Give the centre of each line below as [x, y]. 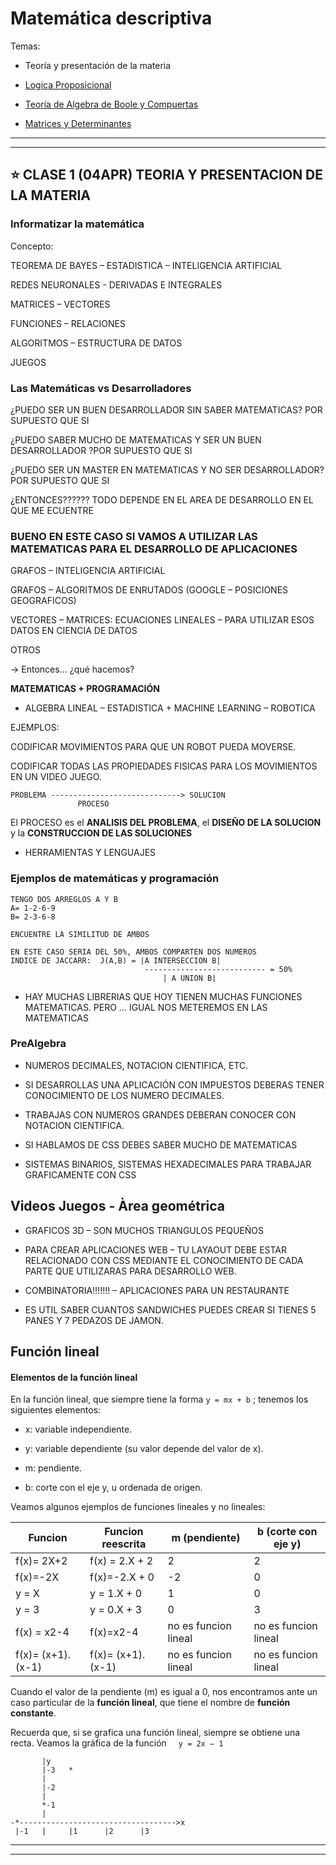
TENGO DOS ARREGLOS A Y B [64, 899]
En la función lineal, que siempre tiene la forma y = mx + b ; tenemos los [159, 1399]
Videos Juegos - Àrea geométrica [117, 1206]
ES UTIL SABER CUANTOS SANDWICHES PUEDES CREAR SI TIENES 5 [170, 1309]
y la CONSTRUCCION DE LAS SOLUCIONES [101, 833]
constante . [33, 1713]
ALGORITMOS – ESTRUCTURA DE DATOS [96, 343]
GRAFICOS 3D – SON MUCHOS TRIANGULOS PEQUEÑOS [144, 1230]
